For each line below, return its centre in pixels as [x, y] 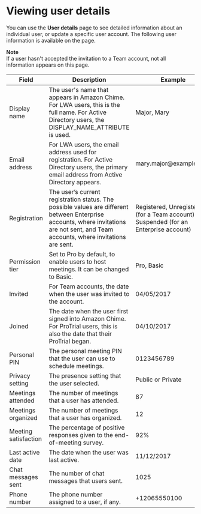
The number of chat [77, 473]
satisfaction [25, 438]
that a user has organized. [85, 417]
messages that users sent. [86, 480]
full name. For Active [77, 112]
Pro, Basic [150, 265]
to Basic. [61, 276]
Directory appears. [75, 182]
